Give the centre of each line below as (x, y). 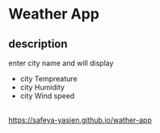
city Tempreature (49, 79)
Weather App (54, 14)
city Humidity (42, 87)
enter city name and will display (61, 63)
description (38, 44)
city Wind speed (47, 96)
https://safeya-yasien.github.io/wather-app (80, 120)
